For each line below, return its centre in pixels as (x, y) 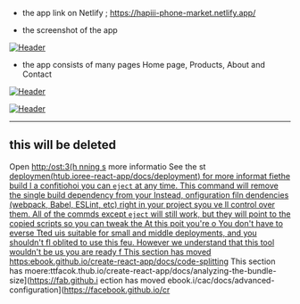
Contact (37, 74)
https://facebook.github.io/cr (117, 290)
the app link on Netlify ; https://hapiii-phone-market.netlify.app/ (139, 13)
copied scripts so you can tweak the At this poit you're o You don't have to (146, 223)
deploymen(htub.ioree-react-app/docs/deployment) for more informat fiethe (150, 176)
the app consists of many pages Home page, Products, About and (144, 65)
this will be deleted (63, 145)
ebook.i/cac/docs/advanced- (221, 280)
